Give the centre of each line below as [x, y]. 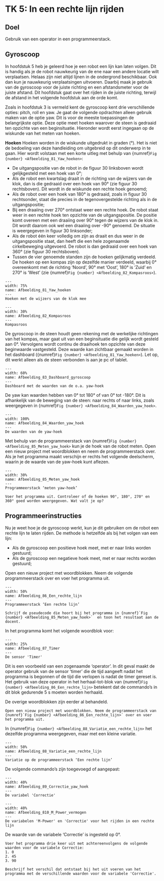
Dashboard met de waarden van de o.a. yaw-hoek [55, 386]
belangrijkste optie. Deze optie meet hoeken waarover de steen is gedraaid [81, 123]
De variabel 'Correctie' [30, 795]
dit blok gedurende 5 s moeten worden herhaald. [54, 692]
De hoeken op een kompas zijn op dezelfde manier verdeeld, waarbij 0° [84, 262]
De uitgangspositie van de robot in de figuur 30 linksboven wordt [78, 168]
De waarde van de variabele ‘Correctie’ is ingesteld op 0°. [63, 834]
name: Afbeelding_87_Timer [33, 648]
